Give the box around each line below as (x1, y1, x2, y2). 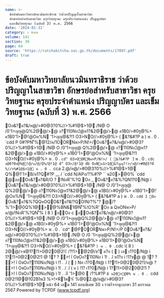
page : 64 (5, 44, 23, 49)
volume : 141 (5, 35, 29, 40)
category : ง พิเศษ (5, 30, 39, 35)
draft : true (5, 53, 29, 58)
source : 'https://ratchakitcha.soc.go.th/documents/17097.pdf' (5, 48, 137, 53)
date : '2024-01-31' (5, 26, 45, 30)
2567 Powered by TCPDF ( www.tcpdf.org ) (5, 287, 91, 293)
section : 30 (5, 39, 29, 44)
